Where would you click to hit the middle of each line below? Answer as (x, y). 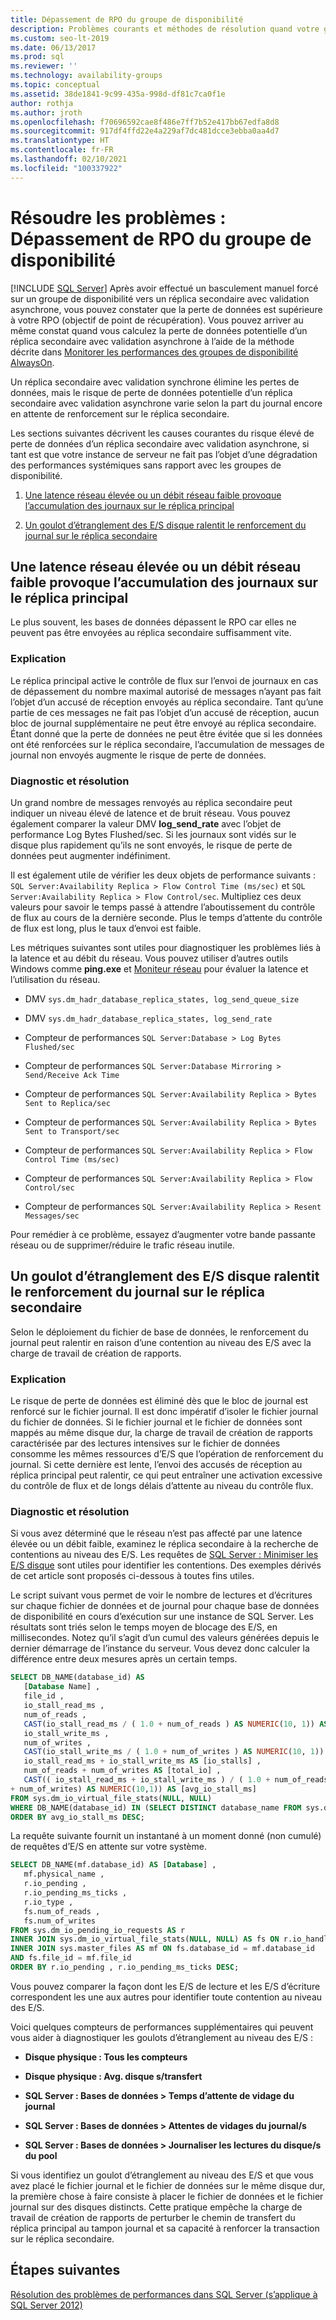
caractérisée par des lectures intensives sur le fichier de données (145, 1443)
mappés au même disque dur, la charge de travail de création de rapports (161, 1433)
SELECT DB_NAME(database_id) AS (77, 1677)
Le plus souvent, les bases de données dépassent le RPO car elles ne (153, 622)
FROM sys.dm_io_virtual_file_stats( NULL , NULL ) (111, 1798)
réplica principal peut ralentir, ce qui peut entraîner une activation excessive (166, 1475)
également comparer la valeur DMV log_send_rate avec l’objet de (146, 823)
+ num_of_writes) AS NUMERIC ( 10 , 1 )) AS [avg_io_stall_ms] (133, 1789)
